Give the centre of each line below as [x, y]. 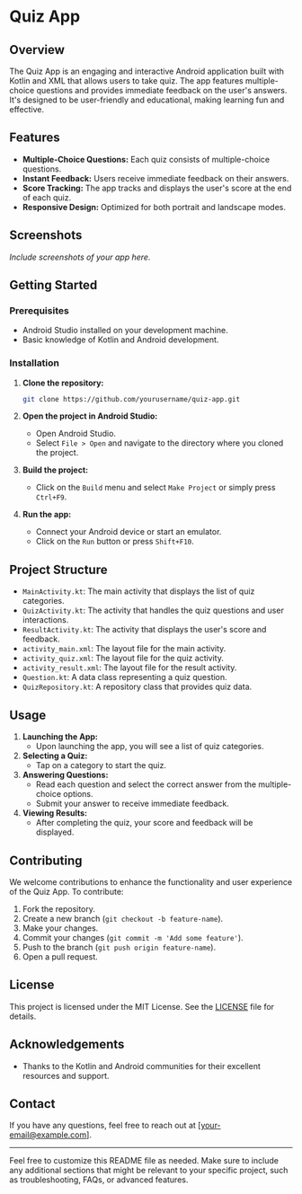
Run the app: [47, 515]
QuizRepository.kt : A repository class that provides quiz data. [137, 687]
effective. [27, 109]
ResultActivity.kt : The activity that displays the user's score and [144, 630]
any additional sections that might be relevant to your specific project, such [149, 1171]
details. [23, 1016]
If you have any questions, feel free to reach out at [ [105, 1126]
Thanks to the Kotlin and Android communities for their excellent [141, 1066]
